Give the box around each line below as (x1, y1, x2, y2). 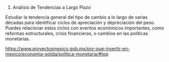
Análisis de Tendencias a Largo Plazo (12, 5, 91, 10)
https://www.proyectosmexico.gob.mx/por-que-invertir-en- (5, 46, 130, 51)
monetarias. (5, 36, 31, 42)
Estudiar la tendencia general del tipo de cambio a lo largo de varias (5, 14, 148, 20)
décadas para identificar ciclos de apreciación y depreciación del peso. (5, 20, 155, 25)
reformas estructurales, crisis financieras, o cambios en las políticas (5, 30, 149, 36)
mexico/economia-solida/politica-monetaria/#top (5, 51, 108, 57)
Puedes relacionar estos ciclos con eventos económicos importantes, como (5, 25, 164, 31)
